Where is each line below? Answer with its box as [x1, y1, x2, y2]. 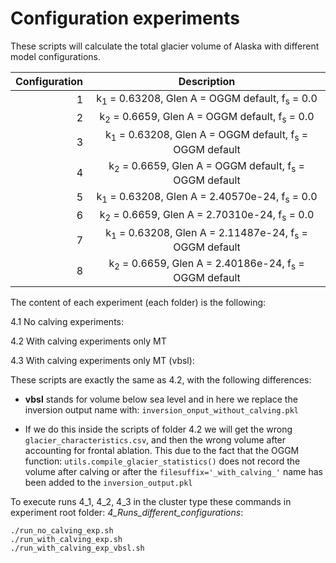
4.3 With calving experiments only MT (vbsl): [10, 355, 195, 367]
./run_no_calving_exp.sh [10, 526, 114, 536]
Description [178, 74, 236, 88]
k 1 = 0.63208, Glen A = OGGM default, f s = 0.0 [96, 91, 318, 107]
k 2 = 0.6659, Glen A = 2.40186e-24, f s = [108, 257, 305, 272]
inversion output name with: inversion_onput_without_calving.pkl [24, 404, 300, 416]
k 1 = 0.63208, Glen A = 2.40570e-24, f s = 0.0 [96, 189, 318, 205]
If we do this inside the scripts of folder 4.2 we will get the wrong [24, 423, 293, 436]
